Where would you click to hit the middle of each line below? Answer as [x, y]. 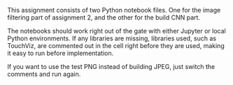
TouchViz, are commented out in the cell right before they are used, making [116, 46]
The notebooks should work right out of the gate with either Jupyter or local [116, 31]
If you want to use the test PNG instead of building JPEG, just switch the [111, 67]
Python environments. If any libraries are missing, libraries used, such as [112, 38]
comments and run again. [44, 74]
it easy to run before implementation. [61, 53]
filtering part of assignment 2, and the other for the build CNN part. [104, 17]
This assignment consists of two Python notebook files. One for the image [114, 10]
